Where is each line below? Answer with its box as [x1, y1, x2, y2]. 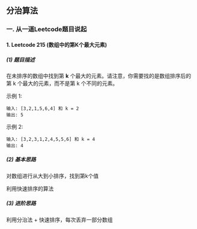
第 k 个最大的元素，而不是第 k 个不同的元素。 [6, 80, 118, 87]
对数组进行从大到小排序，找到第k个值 [6, 172, 99, 179]
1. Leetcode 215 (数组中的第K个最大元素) [6, 41, 107, 48]
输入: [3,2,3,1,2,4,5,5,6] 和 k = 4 [6, 136, 95, 142]
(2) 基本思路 [6, 156, 36, 163]
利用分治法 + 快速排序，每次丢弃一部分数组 [6, 216, 113, 223]
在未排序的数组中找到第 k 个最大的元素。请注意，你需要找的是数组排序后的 [6, 72, 191, 79]
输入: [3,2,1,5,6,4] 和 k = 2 [6, 106, 79, 112]
